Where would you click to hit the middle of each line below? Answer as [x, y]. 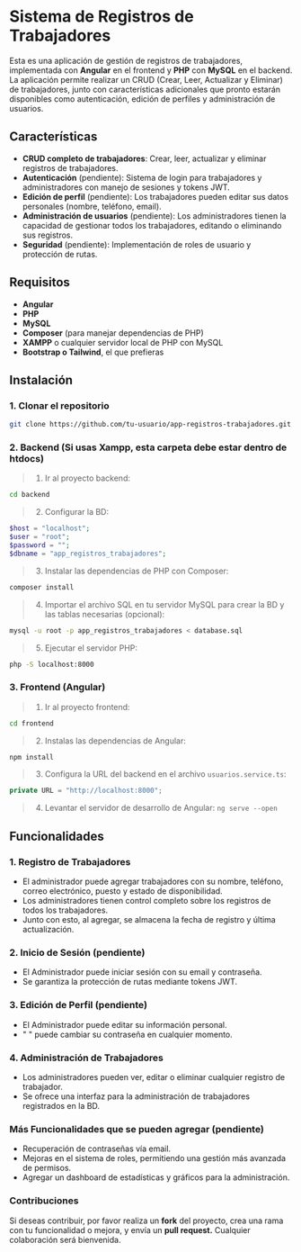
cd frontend [31, 723]
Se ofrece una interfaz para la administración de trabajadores [136, 1096]
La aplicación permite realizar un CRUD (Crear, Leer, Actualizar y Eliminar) [146, 79]
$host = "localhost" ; [50, 528]
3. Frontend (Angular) [58, 688]
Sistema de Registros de [102, 17]
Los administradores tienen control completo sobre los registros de [146, 901]
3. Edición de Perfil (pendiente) [79, 1005]
